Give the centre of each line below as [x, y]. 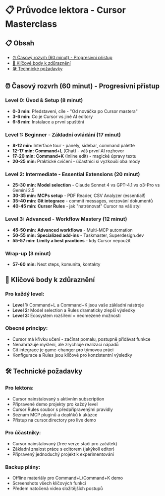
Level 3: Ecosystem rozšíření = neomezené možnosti [66, 315]
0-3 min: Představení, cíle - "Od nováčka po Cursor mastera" [75, 111]
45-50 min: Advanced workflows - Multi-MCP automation [72, 230]
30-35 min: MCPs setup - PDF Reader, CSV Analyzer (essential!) [79, 196]
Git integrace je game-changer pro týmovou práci [63, 350]
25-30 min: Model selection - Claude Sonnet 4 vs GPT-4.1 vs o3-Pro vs [86, 185]
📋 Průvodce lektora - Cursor [66, 10]
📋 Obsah [20, 43]
